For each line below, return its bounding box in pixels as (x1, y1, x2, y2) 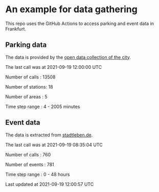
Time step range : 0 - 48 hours (5, 171, 70, 177)
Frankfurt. (5, 25, 27, 32)
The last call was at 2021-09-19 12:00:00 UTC (5, 64, 102, 70)
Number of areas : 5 (5, 93, 48, 100)
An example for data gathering (5, 4, 138, 15)
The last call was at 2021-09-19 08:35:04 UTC (5, 142, 103, 148)
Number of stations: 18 (5, 84, 53, 90)
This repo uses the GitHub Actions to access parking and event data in (5, 20, 154, 26)
